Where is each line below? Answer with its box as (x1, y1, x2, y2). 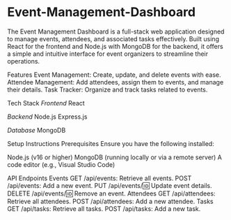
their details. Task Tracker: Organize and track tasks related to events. (7, 85, 208, 94)
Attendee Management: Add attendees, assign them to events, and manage (7, 78, 224, 86)
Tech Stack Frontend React (7, 98, 85, 107)
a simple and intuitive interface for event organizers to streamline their (7, 50, 209, 58)
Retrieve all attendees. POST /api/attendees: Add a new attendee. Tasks (7, 197, 214, 205)
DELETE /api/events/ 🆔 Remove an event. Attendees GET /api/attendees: (7, 189, 216, 198)
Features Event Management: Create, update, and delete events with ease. (7, 71, 221, 79)
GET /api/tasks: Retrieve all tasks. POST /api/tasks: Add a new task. (7, 204, 201, 213)
